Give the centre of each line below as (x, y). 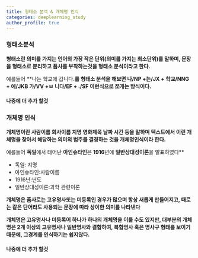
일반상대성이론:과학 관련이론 (47, 187)
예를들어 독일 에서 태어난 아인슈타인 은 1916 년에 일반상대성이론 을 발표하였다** (95, 152)
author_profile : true (33, 23)
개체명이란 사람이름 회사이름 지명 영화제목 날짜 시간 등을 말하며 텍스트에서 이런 (96, 132)
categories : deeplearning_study (46, 17)
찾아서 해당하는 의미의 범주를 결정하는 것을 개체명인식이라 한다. (94, 139)
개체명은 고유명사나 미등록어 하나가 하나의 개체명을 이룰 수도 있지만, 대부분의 (94, 219)
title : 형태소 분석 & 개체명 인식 (42, 12)
